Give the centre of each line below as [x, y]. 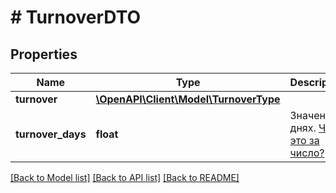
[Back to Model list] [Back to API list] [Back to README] [125, 177]
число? [307, 153]
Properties [44, 54]
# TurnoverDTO [76, 17]
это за [304, 140]
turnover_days [51, 134]
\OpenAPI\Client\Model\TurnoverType [188, 99]
